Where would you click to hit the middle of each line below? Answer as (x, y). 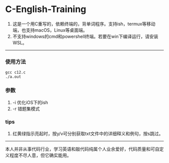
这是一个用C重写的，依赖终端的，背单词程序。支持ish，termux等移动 (84, 24)
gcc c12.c (16, 72)
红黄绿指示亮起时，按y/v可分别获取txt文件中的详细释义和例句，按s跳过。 (88, 133)
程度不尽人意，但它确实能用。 (40, 155)
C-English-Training (46, 9)
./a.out (13, 77)
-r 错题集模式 (26, 109)
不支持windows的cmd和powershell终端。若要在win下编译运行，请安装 (85, 36)
